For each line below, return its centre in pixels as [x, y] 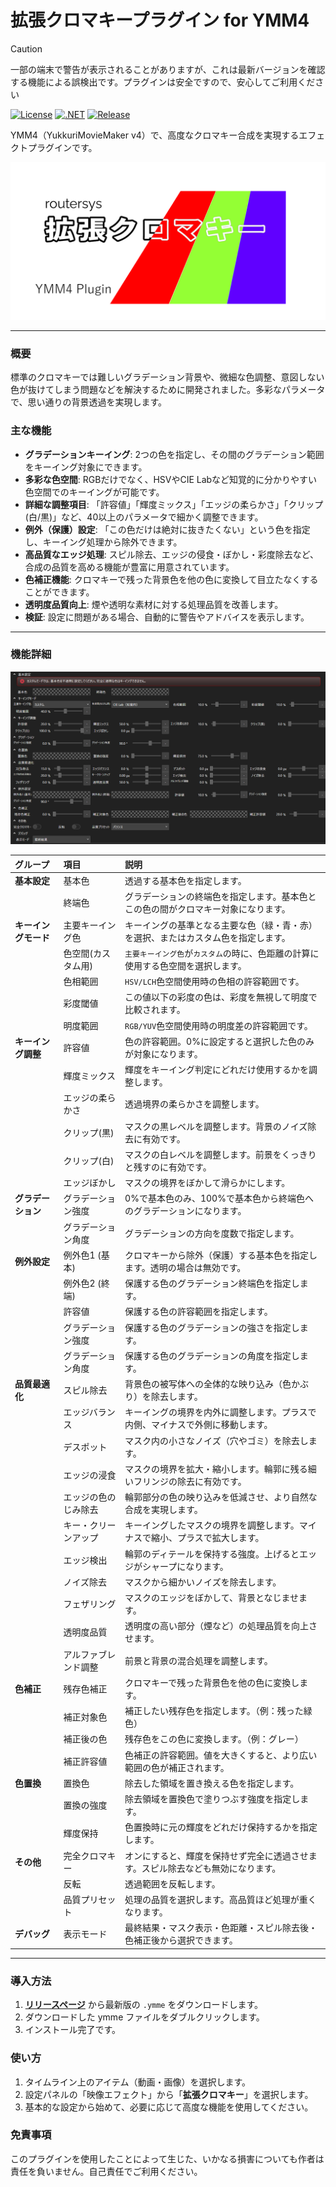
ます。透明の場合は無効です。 [185, 1267]
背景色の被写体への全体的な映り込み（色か [212, 1384]
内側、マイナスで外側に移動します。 [198, 1425]
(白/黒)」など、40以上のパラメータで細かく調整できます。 [144, 517]
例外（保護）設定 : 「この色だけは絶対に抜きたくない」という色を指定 [167, 529]
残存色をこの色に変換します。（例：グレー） [214, 1739]
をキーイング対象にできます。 [86, 467]
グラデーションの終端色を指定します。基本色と [220, 897]
